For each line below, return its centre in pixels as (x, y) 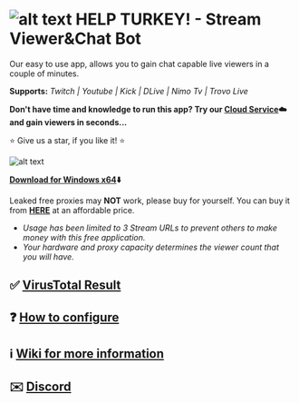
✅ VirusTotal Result (65, 285)
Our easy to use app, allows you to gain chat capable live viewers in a (140, 64)
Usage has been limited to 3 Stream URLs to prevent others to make (150, 228)
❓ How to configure (64, 317)
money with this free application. (84, 237)
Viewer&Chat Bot (76, 39)
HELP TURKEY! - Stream (169, 20)
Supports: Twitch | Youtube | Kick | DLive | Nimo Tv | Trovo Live (129, 91)
